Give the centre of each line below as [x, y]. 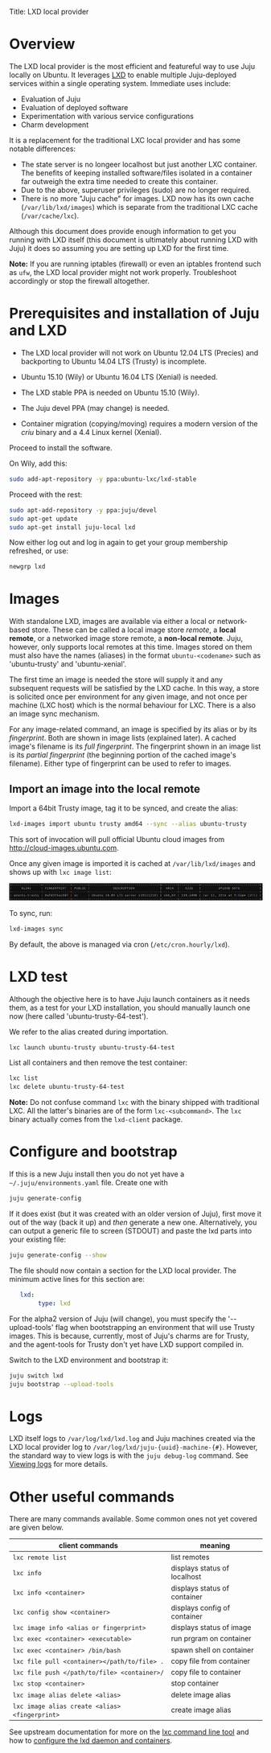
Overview [42, 44]
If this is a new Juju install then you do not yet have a [96, 1174]
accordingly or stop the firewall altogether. [79, 281]
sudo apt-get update [44, 519]
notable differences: [42, 149]
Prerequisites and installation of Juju [134, 314]
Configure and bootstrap [93, 1152]
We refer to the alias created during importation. [89, 1032]
